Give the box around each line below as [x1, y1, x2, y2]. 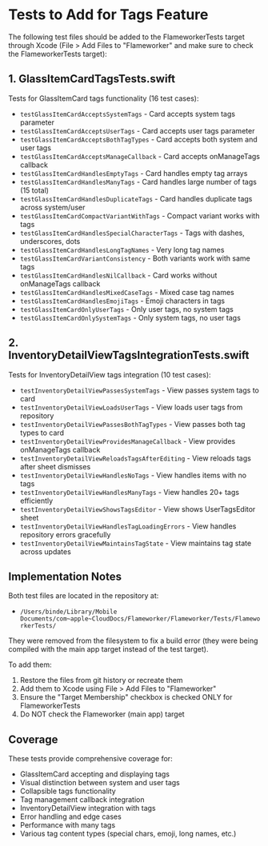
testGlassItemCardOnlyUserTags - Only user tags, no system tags [19, 304, 234, 313]
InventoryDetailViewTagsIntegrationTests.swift [8, 349, 250, 362]
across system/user [19, 202, 86, 212]
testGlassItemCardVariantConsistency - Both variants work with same [19, 253, 250, 263]
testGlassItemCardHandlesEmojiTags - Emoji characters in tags [19, 296, 226, 305]
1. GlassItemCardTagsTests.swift [8, 72, 176, 86]
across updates [19, 546, 72, 557]
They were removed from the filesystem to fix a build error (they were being [8, 636, 258, 645]
